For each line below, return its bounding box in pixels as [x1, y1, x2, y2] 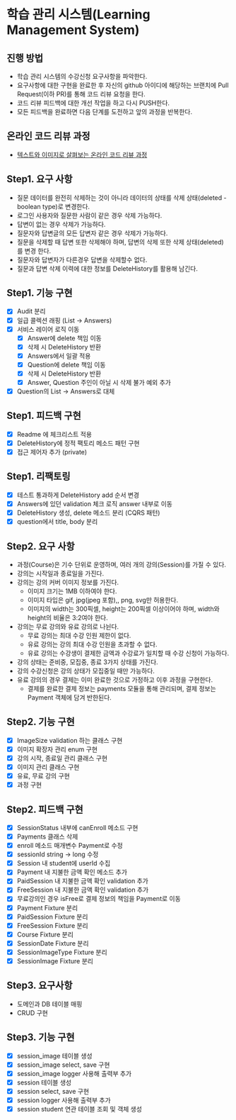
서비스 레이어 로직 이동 [16, 325, 80, 333]
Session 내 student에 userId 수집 [16, 859, 111, 868]
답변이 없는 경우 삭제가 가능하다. [16, 220, 106, 228]
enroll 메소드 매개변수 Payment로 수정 [16, 841, 123, 850]
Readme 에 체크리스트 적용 [16, 430, 93, 438]
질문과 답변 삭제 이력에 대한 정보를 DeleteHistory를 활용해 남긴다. [16, 264, 199, 273]
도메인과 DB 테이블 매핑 [16, 999, 83, 1008]
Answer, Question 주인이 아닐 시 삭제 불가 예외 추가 [27, 378, 171, 386]
